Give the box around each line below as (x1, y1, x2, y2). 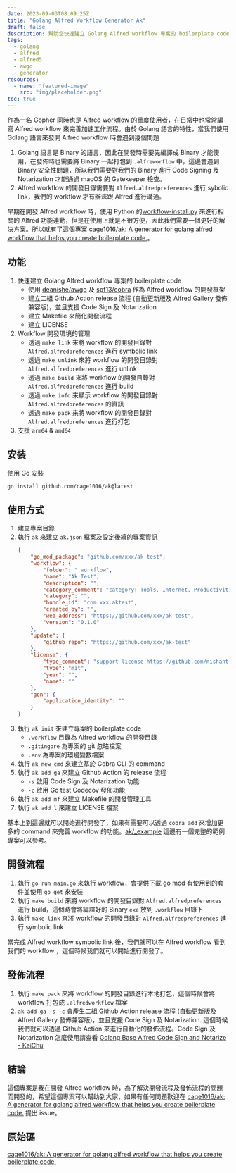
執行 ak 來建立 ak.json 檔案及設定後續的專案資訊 (17, 533, 158, 541)
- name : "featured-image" (13, 82, 90, 89)
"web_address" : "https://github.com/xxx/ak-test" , (43, 612, 195, 620)
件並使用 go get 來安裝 (17, 887, 84, 895)
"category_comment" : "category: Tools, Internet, (43, 586, 191, 593)
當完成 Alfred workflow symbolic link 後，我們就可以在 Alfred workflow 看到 (7, 938, 226, 946)
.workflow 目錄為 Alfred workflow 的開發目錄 (27, 733, 157, 742)
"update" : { (30, 632, 65, 639)
